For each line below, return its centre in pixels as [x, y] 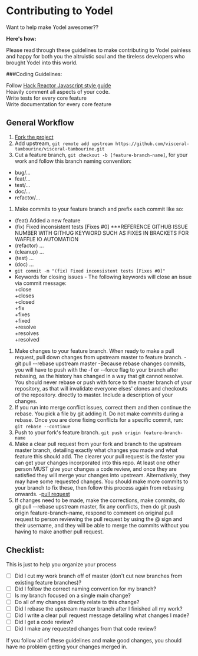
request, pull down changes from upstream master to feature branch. [98, 357]
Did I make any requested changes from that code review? [85, 629]
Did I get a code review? [44, 622]
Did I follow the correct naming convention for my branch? [85, 589]
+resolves [27, 333]
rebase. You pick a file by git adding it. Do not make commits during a [99, 414]
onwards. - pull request [42, 494]
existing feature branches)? [48, 582]
